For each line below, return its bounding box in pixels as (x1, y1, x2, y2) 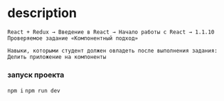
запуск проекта (7, 70, 65, 80)
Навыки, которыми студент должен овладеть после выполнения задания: (7, 47, 218, 54)
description (7, 5, 77, 21)
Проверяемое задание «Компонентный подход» (7, 34, 139, 42)
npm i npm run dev (7, 87, 60, 95)
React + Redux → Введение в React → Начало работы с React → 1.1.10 (7, 28, 215, 36)
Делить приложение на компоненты (7, 53, 107, 60)
